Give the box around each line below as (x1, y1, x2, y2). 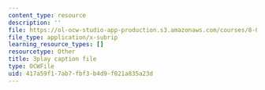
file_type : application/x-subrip (8, 33, 118, 41)
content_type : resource (8, 11, 87, 20)
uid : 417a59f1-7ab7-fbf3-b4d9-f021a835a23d (8, 70, 154, 77)
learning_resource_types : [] (8, 41, 104, 49)
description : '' (8, 19, 62, 27)
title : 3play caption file (8, 56, 97, 63)
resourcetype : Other (8, 48, 77, 56)
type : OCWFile (8, 63, 55, 70)
